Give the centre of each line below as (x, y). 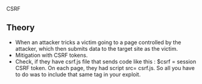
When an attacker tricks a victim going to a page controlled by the (98, 42)
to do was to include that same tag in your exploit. (78, 74)
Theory (21, 27)
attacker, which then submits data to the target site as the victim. (96, 48)
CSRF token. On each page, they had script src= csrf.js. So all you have (105, 68)
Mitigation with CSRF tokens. (51, 55)
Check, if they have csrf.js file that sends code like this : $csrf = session (106, 61)
